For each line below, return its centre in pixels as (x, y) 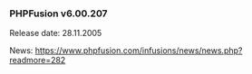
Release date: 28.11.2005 (56, 33)
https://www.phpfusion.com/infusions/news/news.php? (139, 51)
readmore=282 (38, 60)
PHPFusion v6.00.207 (58, 14)
